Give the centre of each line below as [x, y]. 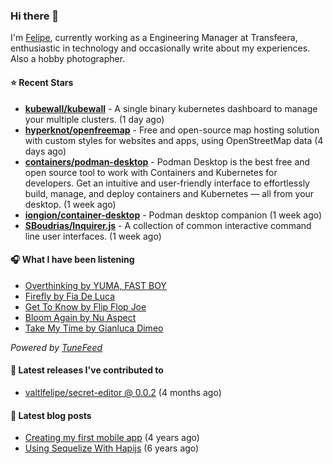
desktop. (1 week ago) [70, 204]
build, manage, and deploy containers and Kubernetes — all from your [169, 193]
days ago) [45, 151]
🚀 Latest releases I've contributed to [87, 370]
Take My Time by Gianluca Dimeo [94, 328]
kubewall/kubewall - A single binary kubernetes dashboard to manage [171, 108]
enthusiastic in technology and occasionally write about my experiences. [160, 48]
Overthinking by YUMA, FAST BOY [95, 285]
